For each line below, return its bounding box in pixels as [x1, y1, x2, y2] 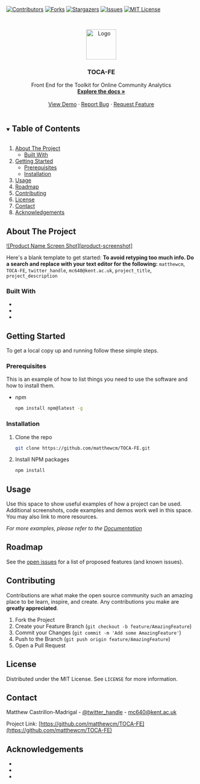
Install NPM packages [14, 456, 69, 463]
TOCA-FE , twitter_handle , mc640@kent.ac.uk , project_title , [6, 266, 152, 274]
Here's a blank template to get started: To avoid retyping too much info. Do [6, 254, 195, 261]
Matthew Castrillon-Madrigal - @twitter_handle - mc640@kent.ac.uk [6, 709, 177, 716]
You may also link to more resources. [6, 513, 98, 521]
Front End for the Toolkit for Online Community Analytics [31, 81, 172, 89]
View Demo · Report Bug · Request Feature [48, 101, 155, 108]
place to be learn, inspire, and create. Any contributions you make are [6, 598, 180, 605]
